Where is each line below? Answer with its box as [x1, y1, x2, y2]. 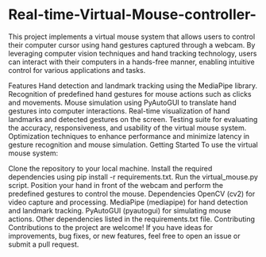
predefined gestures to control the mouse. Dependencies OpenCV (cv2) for [8, 189, 256, 198]
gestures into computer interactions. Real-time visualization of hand [8, 105, 230, 116]
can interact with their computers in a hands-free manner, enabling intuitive [8, 57, 256, 67]
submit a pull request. [8, 240, 79, 249]
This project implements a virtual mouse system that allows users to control [8, 32, 256, 41]
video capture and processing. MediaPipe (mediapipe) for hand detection [8, 197, 249, 207]
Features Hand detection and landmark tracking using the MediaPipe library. [8, 81, 258, 90]
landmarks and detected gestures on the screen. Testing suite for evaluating [8, 114, 258, 124]
